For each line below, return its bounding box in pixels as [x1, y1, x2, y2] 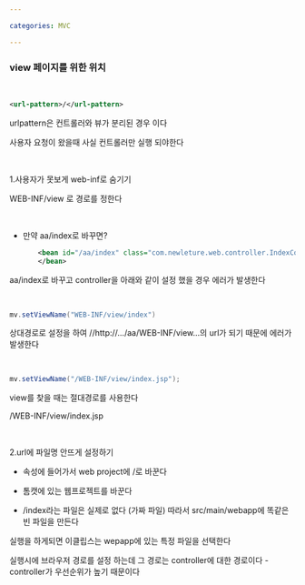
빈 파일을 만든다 [22, 516, 79, 528]
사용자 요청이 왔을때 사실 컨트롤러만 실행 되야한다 [9, 136, 184, 147]
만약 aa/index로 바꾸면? [22, 229, 108, 241]
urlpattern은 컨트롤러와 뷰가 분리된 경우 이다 [9, 117, 168, 128]
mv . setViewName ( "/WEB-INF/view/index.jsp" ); [9, 375, 181, 384]
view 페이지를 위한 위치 [9, 61, 106, 74]
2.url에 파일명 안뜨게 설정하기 [9, 447, 114, 458]
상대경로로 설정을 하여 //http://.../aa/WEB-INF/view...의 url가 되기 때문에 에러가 [9, 328, 292, 338]
